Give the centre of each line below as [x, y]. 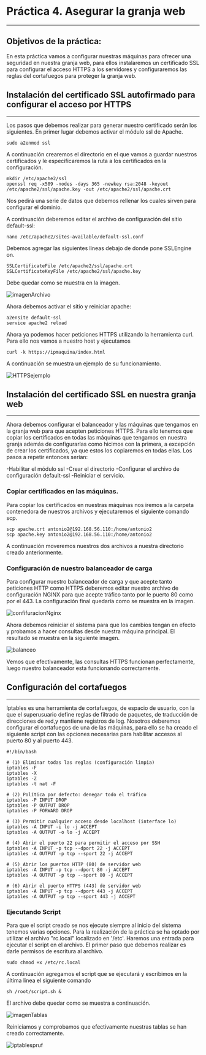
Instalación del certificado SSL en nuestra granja [101, 394]
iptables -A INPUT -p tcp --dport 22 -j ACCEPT [68, 848]
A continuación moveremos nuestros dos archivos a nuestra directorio [95, 546]
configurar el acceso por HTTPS [69, 105]
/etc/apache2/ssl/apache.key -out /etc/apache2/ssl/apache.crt [89, 189]
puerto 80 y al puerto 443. [40, 741]
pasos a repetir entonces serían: [47, 457]
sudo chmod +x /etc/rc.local [44, 963]
